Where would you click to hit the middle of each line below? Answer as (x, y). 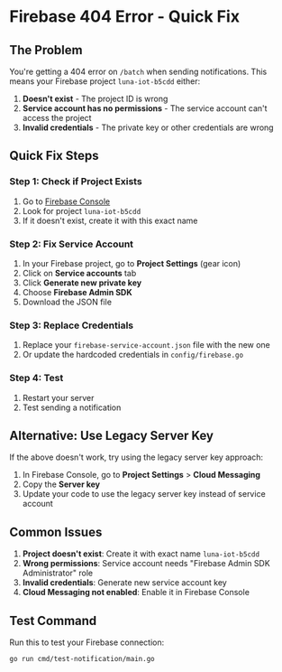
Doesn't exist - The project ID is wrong (95, 98)
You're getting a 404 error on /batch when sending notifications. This (138, 71)
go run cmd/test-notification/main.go (82, 659)
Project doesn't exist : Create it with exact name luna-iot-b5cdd (141, 554)
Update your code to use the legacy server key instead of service (144, 494)
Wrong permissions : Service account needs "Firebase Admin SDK (146, 564)
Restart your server (58, 397)
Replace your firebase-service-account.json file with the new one (146, 345)
